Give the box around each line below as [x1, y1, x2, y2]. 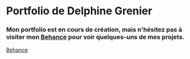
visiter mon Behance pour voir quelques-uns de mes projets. [6, 33, 185, 41]
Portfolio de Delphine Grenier [6, 4, 153, 18]
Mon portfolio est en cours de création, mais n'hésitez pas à [6, 26, 182, 34]
